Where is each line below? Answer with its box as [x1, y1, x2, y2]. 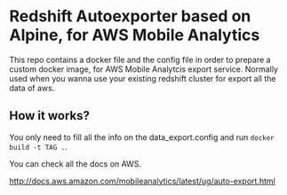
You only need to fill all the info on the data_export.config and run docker [9, 131, 275, 143]
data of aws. [9, 82, 55, 93]
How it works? [9, 108, 91, 123]
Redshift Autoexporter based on [9, 6, 251, 27]
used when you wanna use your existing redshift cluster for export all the [9, 73, 276, 83]
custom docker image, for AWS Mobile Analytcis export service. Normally [9, 64, 278, 74]
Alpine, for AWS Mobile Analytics [9, 25, 260, 45]
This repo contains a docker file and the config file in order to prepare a [9, 54, 271, 65]
